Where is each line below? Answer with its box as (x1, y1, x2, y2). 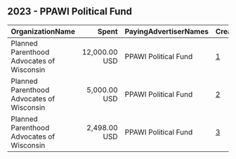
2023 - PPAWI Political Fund (7, 6, 132, 18)
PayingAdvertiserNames (124, 26, 209, 36)
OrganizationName (11, 26, 76, 36)
